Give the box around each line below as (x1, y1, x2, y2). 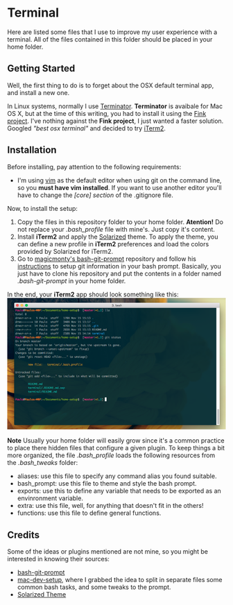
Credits (7, 529, 40, 540)
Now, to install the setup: (7, 204, 78, 212)
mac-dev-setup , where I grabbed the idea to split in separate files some (17, 576, 223, 584)
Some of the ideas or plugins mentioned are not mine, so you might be (7, 547, 209, 556)
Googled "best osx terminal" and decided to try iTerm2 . (7, 123, 166, 133)
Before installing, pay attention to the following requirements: (7, 162, 182, 171)
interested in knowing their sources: (7, 555, 110, 563)
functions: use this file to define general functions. (17, 509, 162, 518)
